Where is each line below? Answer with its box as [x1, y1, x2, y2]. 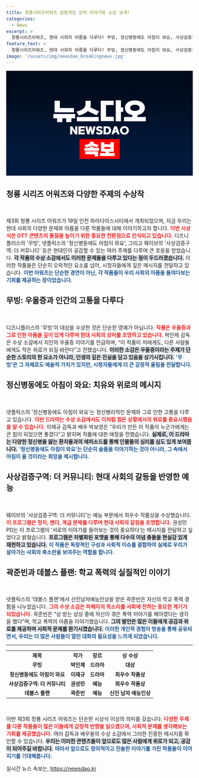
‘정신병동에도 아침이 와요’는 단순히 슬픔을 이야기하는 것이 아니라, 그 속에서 [18, 445, 188, 452]
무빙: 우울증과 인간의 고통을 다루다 [6, 295, 124, 305]
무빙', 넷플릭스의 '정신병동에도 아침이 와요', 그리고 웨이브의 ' [28, 240, 166, 247]
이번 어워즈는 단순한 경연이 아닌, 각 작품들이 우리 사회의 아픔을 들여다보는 [23, 269, 191, 276]
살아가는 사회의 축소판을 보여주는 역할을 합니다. [6, 549, 114, 556]
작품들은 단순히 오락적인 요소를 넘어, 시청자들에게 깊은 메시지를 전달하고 [17, 262, 184, 269]
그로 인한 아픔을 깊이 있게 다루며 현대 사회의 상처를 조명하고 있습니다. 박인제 [6, 331, 179, 338]
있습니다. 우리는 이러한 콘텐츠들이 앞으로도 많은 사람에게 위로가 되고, [23, 737, 180, 744]
